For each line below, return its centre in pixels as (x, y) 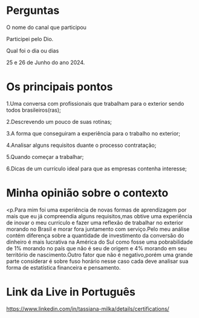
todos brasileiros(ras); (34, 110)
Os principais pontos (60, 87)
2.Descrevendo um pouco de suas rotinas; (59, 122)
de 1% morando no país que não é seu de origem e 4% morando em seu (96, 248)
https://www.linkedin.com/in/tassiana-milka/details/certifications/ (88, 308)
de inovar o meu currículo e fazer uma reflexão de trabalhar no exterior (95, 222)
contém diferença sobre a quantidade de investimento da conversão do (95, 235)
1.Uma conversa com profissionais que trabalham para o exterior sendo (95, 103)
